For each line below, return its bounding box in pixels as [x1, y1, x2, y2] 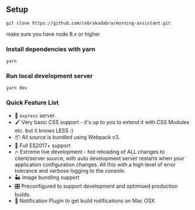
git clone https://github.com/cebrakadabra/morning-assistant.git [6, 20, 171, 26]
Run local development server [6, 72, 93, 80]
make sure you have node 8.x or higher [6, 30, 100, 37]
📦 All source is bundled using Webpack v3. [14, 133, 120, 140]
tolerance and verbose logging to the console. [14, 167, 126, 174]
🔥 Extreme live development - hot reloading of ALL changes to [14, 148, 165, 155]
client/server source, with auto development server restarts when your [14, 154, 185, 161]
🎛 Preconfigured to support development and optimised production [14, 183, 178, 190]
